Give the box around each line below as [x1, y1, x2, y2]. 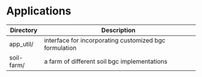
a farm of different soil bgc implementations [44, 57, 168, 66]
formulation [44, 43, 77, 52]
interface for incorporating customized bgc [44, 36, 166, 45]
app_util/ [9, 40, 34, 48]
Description [101, 26, 136, 34]
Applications [6, 4, 72, 18]
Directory [10, 26, 38, 34]
